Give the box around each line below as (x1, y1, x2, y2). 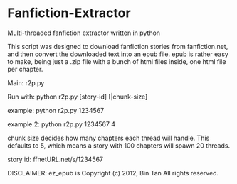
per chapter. (7, 65, 43, 73)
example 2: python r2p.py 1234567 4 (7, 119, 116, 129)
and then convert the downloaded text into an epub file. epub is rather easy (7, 50, 229, 58)
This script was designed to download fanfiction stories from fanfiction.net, (7, 42, 228, 50)
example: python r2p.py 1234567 (7, 106, 105, 114)
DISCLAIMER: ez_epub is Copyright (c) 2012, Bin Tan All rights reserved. (7, 168, 219, 177)
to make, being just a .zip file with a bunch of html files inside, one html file (7, 57, 226, 65)
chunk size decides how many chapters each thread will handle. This (7, 134, 210, 142)
